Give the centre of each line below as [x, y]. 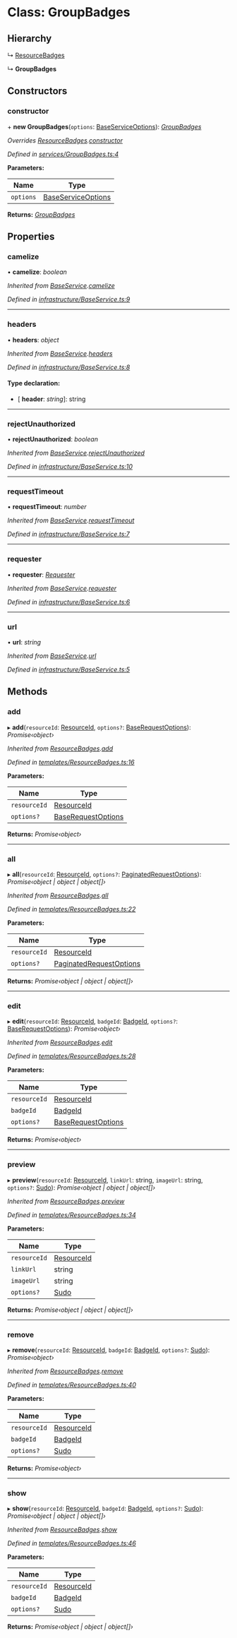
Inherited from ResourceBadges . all [58, 896]
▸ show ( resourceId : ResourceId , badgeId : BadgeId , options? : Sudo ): [105, 1509]
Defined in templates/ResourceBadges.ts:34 [72, 1214]
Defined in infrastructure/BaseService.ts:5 [69, 670]
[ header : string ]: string [51, 399]
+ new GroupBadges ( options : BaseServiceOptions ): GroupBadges [104, 126]
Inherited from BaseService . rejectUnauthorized [76, 453]
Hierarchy [30, 38]
